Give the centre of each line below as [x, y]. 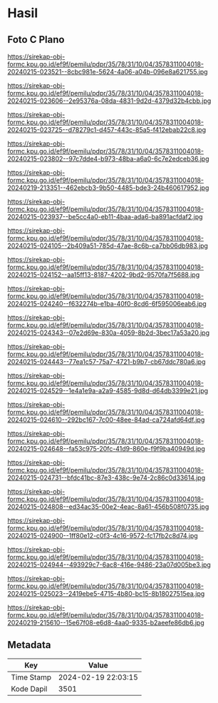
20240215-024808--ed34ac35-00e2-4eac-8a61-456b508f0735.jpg [108, 507]
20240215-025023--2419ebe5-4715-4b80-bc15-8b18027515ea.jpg [106, 593]
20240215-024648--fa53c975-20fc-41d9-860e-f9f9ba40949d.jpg [106, 449]
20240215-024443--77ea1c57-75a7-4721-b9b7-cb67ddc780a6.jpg [107, 361]
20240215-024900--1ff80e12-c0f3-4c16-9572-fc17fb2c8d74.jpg [103, 536]
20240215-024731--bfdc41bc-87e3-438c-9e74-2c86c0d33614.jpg [107, 477]
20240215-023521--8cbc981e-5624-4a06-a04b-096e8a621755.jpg [108, 72]
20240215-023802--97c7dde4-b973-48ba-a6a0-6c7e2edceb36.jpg [108, 159]
